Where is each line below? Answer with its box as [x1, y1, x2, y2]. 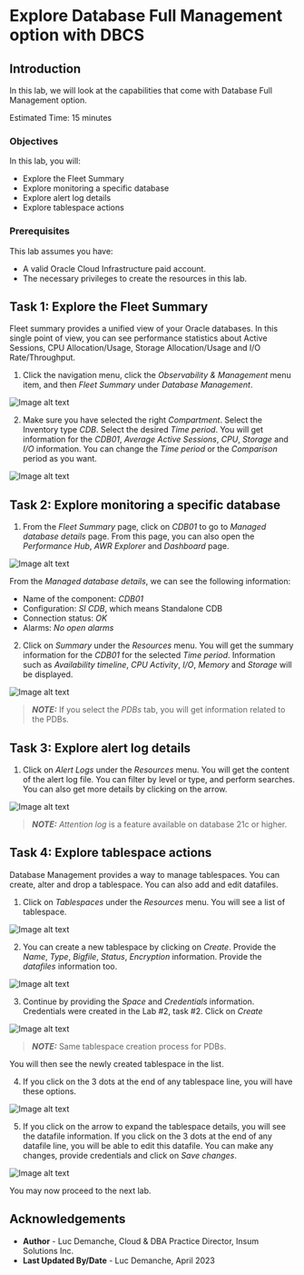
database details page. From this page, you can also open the [22, 531, 255, 542]
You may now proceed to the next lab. [9, 1185, 152, 1196]
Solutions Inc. [22, 1245, 74, 1256]
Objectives [9, 134, 59, 147]
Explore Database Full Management [9, 5, 283, 26]
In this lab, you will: [9, 155, 82, 166]
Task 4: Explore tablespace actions [9, 845, 212, 861]
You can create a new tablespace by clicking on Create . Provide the [22, 941, 277, 952]
